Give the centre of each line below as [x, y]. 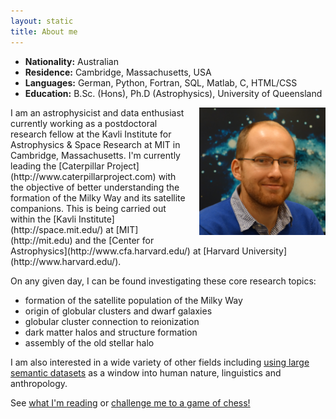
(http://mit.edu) [41, 240]
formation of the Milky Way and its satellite [98, 197]
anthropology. [39, 383]
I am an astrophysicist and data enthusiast [97, 112]
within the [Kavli [43, 219]
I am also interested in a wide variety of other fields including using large [160, 362]
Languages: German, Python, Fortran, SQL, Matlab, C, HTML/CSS [161, 82]
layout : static [42, 21]
